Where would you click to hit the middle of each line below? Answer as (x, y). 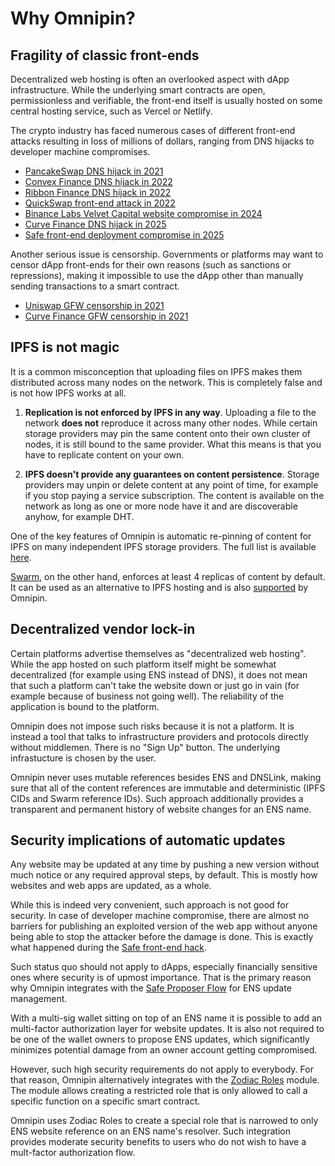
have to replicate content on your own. (104, 454)
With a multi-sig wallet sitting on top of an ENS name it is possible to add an (166, 1018)
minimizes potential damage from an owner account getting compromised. (164, 1050)
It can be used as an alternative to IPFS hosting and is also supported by (159, 587)
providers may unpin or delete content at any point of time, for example (171, 484)
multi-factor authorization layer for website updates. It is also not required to (167, 1029)
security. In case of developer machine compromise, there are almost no (160, 916)
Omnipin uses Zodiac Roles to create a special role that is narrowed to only (164, 1121)
